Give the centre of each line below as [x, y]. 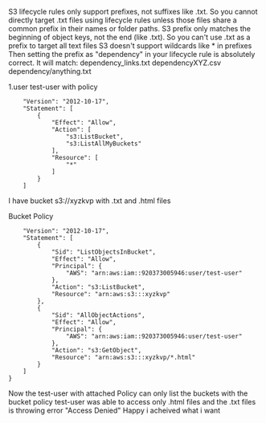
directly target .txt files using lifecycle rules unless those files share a [123, 20]
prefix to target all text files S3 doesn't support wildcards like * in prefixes [130, 46]
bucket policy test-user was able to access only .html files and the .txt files [132, 402]
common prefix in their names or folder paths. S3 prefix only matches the [130, 28]
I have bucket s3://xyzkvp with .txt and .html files [90, 201]
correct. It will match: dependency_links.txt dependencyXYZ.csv [115, 63]
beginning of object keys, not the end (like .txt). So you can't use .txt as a [129, 37]
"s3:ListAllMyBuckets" [104, 144]
